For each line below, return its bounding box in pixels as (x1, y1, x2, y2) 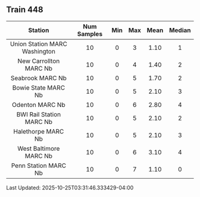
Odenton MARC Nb (11, 100, 65, 109)
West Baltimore (17, 144, 60, 152)
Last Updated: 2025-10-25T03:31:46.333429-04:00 (6, 184, 134, 191)
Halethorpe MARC (13, 127, 64, 135)
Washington (21, 47, 55, 55)
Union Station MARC (10, 40, 67, 48)
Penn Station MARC (11, 161, 67, 170)
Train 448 (6, 5, 43, 15)
